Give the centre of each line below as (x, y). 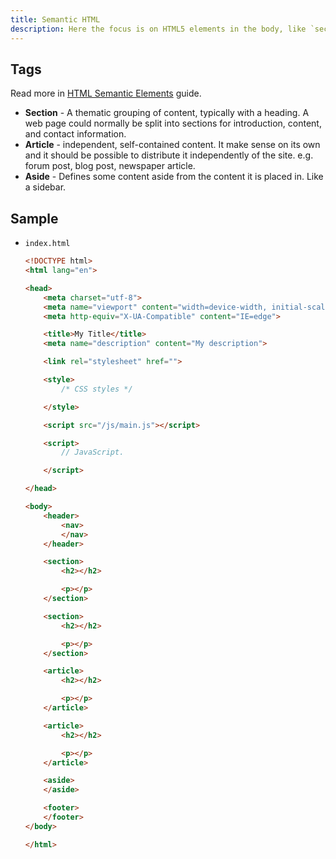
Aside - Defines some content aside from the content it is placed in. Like (174, 177)
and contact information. (75, 134)
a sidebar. (45, 187)
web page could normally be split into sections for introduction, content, (173, 123)
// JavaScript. (93, 452)
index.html (47, 244)
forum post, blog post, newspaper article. (110, 166)
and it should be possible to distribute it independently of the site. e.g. (169, 155)
